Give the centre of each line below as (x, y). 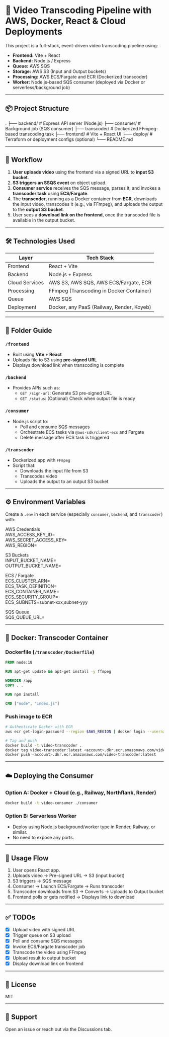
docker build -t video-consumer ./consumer (52, 803)
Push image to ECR (29, 716)
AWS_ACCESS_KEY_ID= (30, 534)
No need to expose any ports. (43, 838)
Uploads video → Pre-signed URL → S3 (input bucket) (68, 875)
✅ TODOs (20, 918)
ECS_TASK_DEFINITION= (31, 586)
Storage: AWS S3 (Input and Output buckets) (59, 71)
